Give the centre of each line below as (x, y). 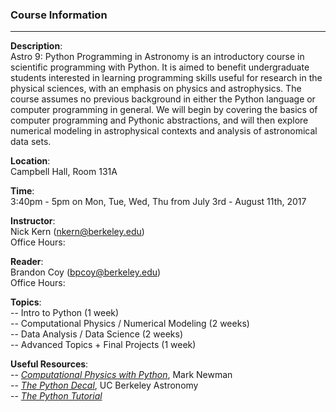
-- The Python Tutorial (56, 396)
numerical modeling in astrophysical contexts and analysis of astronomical (164, 131)
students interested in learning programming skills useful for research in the (166, 78)
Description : (36, 46)
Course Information (59, 15)
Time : (22, 191)
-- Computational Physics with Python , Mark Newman (121, 375)
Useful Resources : (49, 364)
